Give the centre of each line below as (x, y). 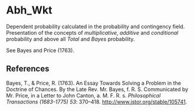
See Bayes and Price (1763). (40, 50)
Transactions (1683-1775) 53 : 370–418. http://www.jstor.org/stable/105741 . (97, 102)
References (28, 69)
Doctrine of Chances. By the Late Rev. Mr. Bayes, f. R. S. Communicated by (97, 89)
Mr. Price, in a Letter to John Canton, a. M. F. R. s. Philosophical (83, 95)
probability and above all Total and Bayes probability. (70, 39)
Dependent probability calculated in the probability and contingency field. (96, 26)
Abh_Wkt (29, 10)
